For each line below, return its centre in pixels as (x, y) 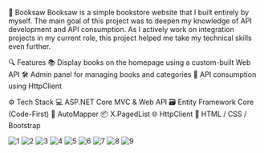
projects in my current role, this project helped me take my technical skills (130, 38)
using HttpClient (35, 86)
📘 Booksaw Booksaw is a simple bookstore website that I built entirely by (129, 12)
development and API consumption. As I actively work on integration (121, 29)
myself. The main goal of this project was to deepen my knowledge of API (130, 21)
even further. (30, 46)
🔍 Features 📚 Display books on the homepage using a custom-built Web (130, 62)
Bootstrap (25, 125)
